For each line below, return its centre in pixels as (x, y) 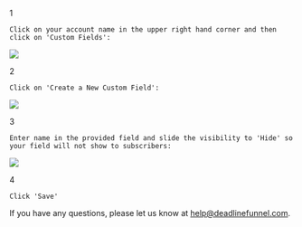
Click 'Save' (34, 196)
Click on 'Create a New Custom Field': (85, 88)
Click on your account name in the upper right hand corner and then (143, 30)
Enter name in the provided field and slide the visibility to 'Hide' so (151, 138)
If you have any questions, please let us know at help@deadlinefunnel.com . (150, 213)
